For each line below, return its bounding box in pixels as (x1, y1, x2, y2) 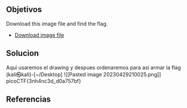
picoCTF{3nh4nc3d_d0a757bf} (6, 77, 81, 84)
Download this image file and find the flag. (6, 20, 108, 27)
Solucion (6, 48, 39, 58)
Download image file (14, 32, 64, 39)
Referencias (6, 95, 51, 104)
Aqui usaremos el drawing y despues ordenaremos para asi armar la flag (6, 64, 181, 71)
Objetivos (6, 5, 42, 15)
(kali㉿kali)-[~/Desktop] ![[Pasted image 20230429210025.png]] (6, 71, 161, 78)
